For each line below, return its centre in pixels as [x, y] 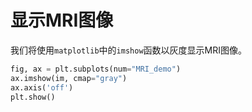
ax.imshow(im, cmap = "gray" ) [69, 78]
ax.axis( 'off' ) [42, 87]
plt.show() [33, 97]
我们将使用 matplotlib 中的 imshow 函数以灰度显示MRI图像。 [128, 50]
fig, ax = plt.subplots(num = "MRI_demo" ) [96, 69]
